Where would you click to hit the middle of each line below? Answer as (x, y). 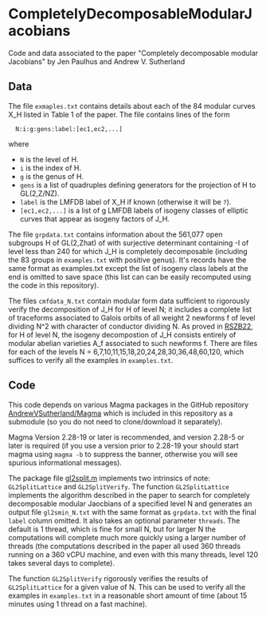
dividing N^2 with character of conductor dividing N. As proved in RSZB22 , (131, 326)
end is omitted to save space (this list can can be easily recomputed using (130, 277)
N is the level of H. (49, 159)
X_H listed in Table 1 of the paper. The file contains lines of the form (119, 114)
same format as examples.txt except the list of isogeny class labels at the (128, 268)
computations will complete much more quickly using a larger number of (127, 537)
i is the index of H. (51, 168)
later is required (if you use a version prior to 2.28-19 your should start (123, 445)
